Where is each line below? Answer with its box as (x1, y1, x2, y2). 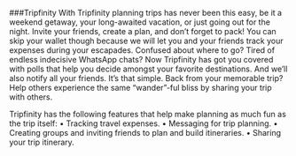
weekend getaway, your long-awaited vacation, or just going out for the (9, 17, 270, 27)
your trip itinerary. (9, 137, 75, 147)
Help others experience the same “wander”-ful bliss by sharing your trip (9, 83, 272, 93)
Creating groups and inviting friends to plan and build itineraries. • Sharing (9, 128, 282, 137)
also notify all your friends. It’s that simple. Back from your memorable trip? (9, 73, 284, 83)
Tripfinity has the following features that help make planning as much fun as (9, 109, 286, 119)
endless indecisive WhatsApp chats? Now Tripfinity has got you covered (9, 55, 274, 64)
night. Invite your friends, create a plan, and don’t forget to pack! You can (9, 26, 277, 36)
